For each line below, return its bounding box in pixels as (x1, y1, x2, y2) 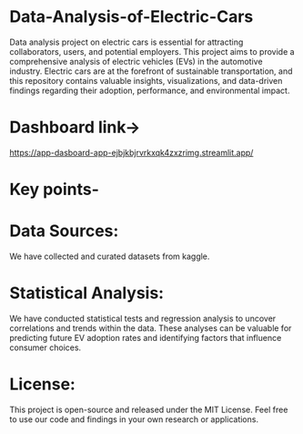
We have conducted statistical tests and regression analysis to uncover (9, 313, 277, 324)
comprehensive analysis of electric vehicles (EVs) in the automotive (9, 56, 263, 67)
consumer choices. (9, 342, 82, 353)
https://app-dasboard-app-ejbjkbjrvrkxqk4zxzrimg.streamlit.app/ (9, 147, 254, 158)
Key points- (9, 180, 100, 200)
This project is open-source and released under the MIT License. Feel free (9, 404, 288, 415)
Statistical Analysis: (9, 283, 165, 304)
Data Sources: (9, 221, 119, 242)
